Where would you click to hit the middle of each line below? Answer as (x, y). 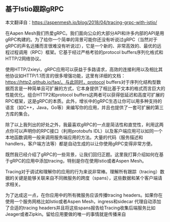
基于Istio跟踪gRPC (35, 9)
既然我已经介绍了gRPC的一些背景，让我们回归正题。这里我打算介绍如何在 (82, 154)
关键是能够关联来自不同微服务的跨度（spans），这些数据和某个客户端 (86, 178)
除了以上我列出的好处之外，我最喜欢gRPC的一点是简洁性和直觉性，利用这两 (84, 124)
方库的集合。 (19, 114)
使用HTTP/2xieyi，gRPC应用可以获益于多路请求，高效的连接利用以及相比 (82, 69)
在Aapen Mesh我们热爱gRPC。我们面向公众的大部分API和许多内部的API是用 (85, 33)
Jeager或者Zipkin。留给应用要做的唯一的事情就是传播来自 (66, 214)
